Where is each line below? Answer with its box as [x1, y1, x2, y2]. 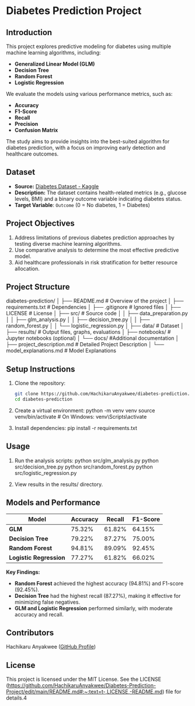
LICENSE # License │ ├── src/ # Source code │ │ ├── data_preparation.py [6, 310, 188, 317]
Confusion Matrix [14, 127, 58, 133]
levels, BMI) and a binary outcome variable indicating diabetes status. [14, 195, 182, 202]
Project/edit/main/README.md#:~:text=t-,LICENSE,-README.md [6, 688, 163, 695]
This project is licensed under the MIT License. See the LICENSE [6, 676, 162, 683]
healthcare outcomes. [6, 150, 59, 157]
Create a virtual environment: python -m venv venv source [14, 407, 155, 414]
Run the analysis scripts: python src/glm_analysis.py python [14, 457, 159, 464]
